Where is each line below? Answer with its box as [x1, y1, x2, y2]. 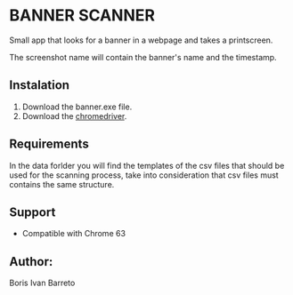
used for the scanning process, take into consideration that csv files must [9, 170, 279, 180]
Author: [9, 254, 53, 269]
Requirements [9, 137, 89, 152]
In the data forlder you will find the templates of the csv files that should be [9, 160, 285, 171]
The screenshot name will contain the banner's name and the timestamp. [9, 52, 278, 62]
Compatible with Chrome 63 [21, 228, 126, 239]
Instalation [9, 77, 69, 93]
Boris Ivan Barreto [9, 277, 76, 289]
